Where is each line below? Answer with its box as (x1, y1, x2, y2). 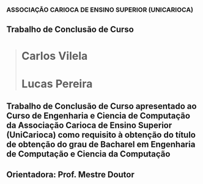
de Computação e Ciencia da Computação (6, 149, 171, 160)
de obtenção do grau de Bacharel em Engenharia (6, 139, 196, 150)
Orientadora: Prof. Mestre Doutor (6, 169, 135, 180)
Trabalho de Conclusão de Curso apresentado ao (6, 101, 197, 112)
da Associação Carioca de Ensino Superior (6, 120, 172, 131)
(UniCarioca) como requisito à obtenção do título (6, 130, 196, 140)
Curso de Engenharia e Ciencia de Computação (6, 111, 191, 121)
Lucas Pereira (21, 76, 93, 90)
